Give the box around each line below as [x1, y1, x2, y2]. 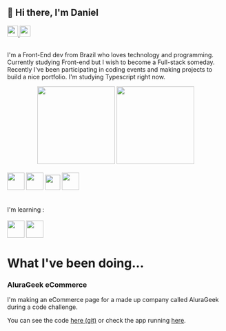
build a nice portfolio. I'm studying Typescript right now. [7, 72, 165, 81]
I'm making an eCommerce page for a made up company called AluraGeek [7, 296, 219, 304]
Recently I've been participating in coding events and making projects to [7, 65, 212, 73]
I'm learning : [7, 205, 45, 214]
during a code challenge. [7, 303, 78, 311]
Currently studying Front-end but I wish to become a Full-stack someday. [7, 58, 215, 66]
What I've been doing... [7, 256, 145, 271]
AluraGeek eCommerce [7, 280, 88, 290]
